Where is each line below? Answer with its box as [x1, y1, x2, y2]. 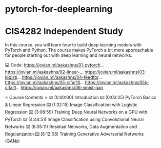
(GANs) [5, 138, 20, 144]
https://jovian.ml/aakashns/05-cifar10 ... [5, 80, 84, 85]
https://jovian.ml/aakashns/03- [84, 69, 147, 75]
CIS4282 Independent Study [5, 26, 123, 37]
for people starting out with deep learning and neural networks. [5, 52, 133, 58]
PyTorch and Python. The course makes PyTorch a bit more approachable [5, 47, 154, 53]
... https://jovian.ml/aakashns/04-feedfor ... [17, 74, 102, 80]
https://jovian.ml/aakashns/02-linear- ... [5, 69, 84, 75]
